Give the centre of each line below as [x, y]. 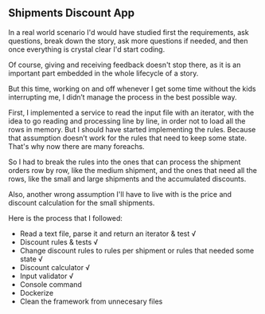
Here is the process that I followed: [66, 218]
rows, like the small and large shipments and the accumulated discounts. [127, 179]
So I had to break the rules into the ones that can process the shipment [125, 162]
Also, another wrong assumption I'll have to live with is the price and [120, 194]
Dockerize [37, 292]
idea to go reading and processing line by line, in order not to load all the [127, 121]
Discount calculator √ [55, 267]
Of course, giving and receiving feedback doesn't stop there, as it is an [125, 65]
